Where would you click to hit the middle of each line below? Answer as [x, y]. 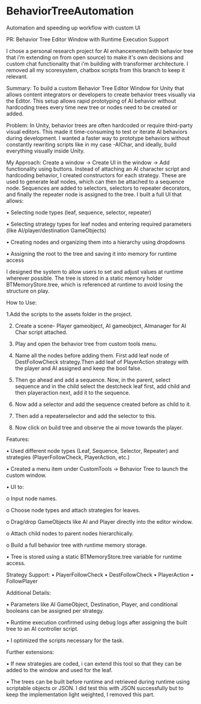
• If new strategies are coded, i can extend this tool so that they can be [94, 663]
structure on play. [28, 291]
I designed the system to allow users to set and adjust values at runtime [95, 272]
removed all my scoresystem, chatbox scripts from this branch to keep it [95, 70]
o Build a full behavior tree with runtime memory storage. [76, 545]
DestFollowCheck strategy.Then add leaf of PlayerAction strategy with [102, 362]
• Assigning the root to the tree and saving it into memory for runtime [91, 253]
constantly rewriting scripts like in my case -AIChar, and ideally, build [91, 144]
